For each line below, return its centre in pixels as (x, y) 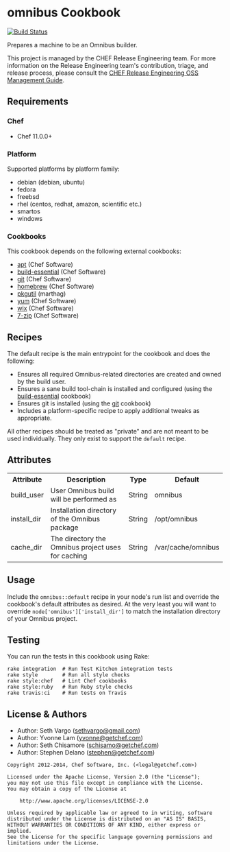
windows (30, 218)
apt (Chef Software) (45, 265)
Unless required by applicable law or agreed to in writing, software (110, 813)
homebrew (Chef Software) (55, 287)
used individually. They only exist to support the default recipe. (97, 439)
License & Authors (47, 714)
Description (86, 480)
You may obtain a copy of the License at (67, 789)
